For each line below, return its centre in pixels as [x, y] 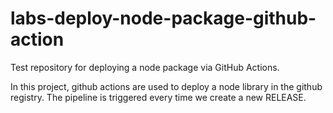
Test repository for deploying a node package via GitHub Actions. [145, 67]
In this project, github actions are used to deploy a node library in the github [166, 86]
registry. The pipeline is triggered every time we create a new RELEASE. [158, 97]
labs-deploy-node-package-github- [163, 18]
